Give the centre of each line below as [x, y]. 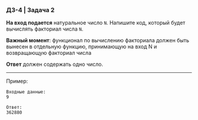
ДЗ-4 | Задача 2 [30, 10]
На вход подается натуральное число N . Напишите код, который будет [96, 23]
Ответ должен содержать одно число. [55, 64]
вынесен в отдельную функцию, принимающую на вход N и [82, 46]
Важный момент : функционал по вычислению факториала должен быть [98, 41]
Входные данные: [26, 92]
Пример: [17, 81]
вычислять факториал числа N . [45, 29]
